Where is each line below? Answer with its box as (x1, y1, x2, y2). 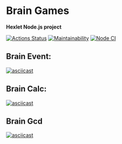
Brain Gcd (6, 116, 43, 126)
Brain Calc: (6, 84, 47, 94)
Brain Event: (6, 51, 51, 62)
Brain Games (6, 4, 69, 17)
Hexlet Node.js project (6, 23, 62, 30)
